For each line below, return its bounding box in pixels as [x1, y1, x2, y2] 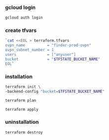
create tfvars [5, 27, 37, 34]
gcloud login [5, 4, 36, 11]
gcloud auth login [5, 15, 43, 20]
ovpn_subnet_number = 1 [5, 48, 54, 53]
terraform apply [5, 107, 38, 112]
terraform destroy [5, 130, 43, 135]
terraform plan [5, 98, 36, 103]
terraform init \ [5, 84, 41, 89]
